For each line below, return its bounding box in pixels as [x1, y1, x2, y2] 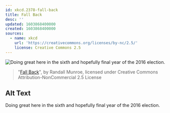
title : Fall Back [5, 12, 42, 17]
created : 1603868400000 [5, 26, 56, 31]
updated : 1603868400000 [5, 21, 56, 27]
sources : [5, 31, 24, 36]
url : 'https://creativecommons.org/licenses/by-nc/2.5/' [14, 41, 138, 46]
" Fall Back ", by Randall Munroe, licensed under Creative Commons [17, 69, 158, 75]
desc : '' [5, 17, 24, 22]
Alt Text [5, 89, 31, 98]
